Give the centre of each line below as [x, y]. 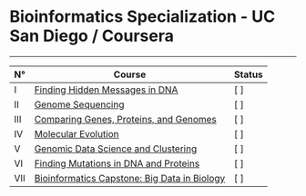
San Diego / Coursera [92, 36]
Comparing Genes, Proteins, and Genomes [125, 119]
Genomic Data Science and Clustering [116, 149]
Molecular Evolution [77, 133]
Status [249, 74]
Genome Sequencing [79, 104]
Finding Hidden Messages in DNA [106, 90]
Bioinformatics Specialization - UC [143, 17]
